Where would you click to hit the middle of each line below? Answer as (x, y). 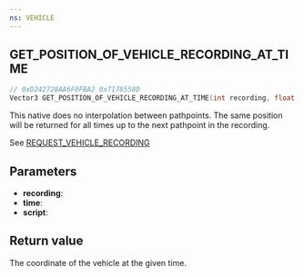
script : (35, 213)
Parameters (43, 171)
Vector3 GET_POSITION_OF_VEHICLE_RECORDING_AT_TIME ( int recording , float (152, 98)
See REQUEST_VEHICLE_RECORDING (80, 143)
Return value (46, 241)
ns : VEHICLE (32, 18)
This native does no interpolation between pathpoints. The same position (146, 115)
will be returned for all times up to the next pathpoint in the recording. (140, 125)
